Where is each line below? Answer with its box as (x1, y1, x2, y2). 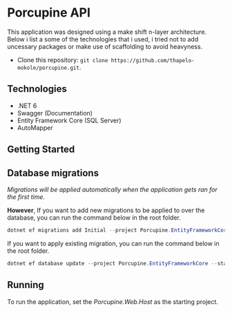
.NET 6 (17, 102, 37, 110)
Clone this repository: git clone (17, 55, 108, 64)
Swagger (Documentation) (17, 108, 93, 117)
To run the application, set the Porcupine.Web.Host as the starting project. (7, 297, 219, 305)
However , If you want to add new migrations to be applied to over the (7, 206, 205, 214)
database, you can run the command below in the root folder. (7, 213, 182, 222)
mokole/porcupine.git (17, 64, 79, 71)
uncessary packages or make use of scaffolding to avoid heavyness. (7, 42, 203, 50)
